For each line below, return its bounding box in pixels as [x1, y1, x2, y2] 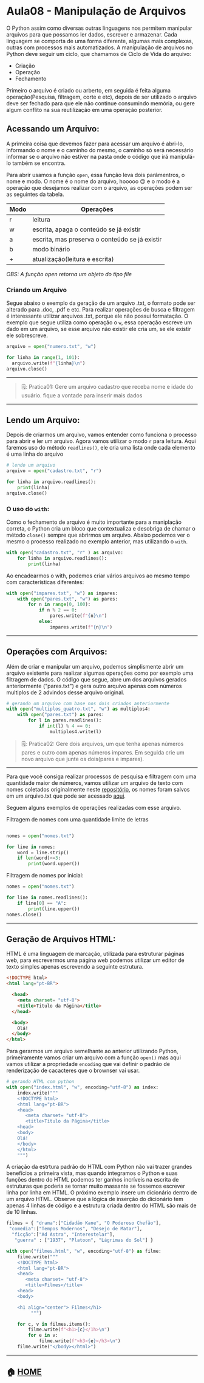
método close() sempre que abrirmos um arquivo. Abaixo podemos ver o [6, 531, 190, 539]
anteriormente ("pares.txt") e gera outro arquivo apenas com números [6, 682, 182, 689]
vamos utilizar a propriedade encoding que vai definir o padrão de [6, 1061, 170, 1068]
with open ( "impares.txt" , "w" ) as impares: [6, 590, 118, 596]
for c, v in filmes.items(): [17, 1321, 91, 1327]
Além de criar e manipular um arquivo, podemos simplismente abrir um [6, 663, 184, 670]
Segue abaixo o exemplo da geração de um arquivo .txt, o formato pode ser [6, 299, 196, 307]
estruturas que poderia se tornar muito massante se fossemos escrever [6, 1182, 185, 1190]
